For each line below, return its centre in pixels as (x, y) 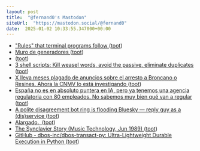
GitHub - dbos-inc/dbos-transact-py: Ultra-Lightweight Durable (93, 135)
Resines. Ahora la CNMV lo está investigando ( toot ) (78, 84)
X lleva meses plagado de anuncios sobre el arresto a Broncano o (96, 78)
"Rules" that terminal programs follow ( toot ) (69, 46)
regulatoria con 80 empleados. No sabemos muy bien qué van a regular (104, 97)
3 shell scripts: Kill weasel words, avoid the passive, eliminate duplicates (104, 65)
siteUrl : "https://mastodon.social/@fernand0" (67, 23)
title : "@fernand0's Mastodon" (46, 17)
